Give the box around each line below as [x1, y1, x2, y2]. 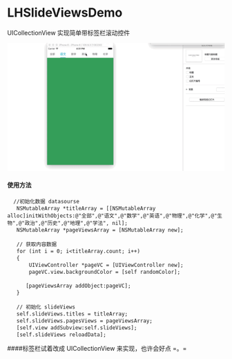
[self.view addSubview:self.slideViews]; [16, 324, 137, 331]
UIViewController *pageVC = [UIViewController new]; [28, 261, 184, 268]
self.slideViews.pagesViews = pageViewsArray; [16, 317, 153, 324]
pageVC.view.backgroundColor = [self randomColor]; [28, 268, 181, 275]
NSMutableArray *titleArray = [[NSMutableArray [16, 205, 156, 212]
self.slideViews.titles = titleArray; [16, 310, 128, 317]
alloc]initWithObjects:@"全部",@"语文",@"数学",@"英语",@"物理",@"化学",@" [7, 212, 217, 219]
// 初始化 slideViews [16, 303, 76, 311]
